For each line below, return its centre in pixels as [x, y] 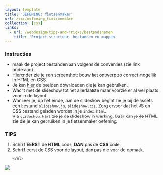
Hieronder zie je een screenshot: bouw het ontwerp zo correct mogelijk [84, 75]
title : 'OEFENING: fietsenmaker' [39, 14]
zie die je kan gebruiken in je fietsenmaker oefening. [65, 121]
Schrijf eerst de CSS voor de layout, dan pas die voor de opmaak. [78, 150]
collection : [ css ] [24, 23]
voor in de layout [29, 96]
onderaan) [23, 70]
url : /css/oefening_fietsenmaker [39, 19]
